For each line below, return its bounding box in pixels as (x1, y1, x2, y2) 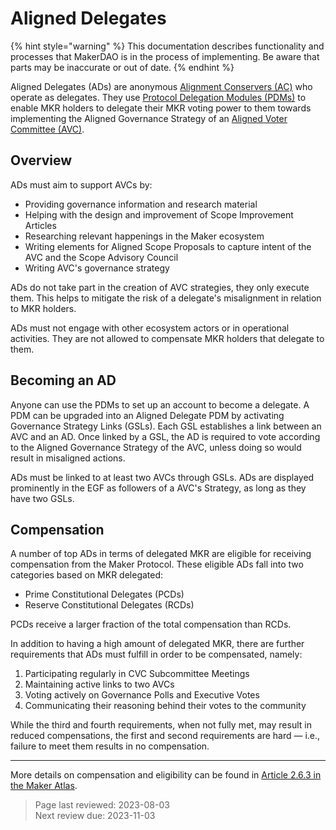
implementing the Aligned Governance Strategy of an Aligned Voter (10, 112, 288, 124)
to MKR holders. (10, 302, 77, 314)
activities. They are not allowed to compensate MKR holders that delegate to (10, 332, 325, 344)
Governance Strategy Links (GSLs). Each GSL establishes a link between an (10, 420, 322, 432)
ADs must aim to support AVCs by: (10, 178, 153, 191)
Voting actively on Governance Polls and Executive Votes (24, 689, 260, 701)
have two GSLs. (10, 492, 75, 504)
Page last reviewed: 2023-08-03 (34, 799, 170, 811)
